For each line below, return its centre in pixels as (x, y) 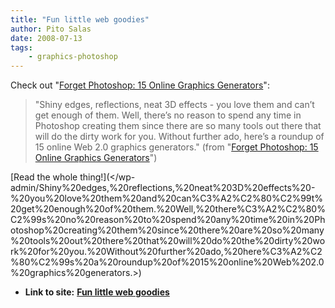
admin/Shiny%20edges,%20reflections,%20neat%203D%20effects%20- (163, 188)
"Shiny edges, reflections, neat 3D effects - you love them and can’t (174, 105)
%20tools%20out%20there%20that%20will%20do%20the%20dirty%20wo (168, 241)
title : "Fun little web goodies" (80, 19)
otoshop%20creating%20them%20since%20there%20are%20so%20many (167, 230)
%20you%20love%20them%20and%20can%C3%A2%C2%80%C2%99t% (167, 198)
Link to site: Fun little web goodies (97, 292)
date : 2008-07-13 (46, 38)
